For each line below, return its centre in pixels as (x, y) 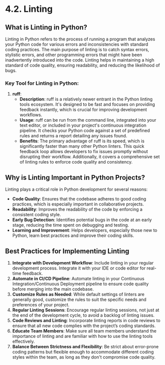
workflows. (31, 115)
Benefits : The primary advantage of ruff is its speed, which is (82, 141)
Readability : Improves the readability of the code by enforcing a (77, 209)
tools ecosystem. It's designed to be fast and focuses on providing (87, 104)
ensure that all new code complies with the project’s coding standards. (84, 326)
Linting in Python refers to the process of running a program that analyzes (80, 39)
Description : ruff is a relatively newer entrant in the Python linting (86, 99)
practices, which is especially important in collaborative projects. (78, 204)
